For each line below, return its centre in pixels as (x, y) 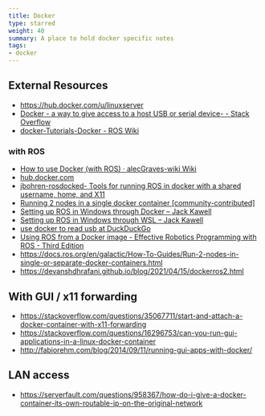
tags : (17, 46)
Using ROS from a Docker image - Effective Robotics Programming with (138, 237)
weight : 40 (26, 31)
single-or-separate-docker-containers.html (91, 263)
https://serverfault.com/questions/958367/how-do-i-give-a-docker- (133, 394)
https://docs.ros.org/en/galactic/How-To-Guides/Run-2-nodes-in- (129, 255)
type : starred (32, 23)
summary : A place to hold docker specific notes (91, 38)
